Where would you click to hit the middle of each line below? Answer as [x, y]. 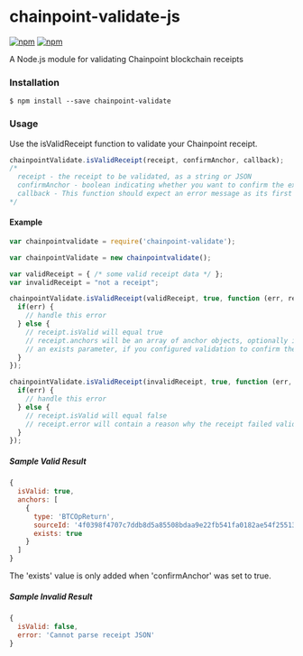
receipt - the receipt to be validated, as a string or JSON [135, 177]
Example [26, 222]
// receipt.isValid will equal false [96, 416]
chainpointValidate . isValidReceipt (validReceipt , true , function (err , [147, 299]
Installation [35, 82]
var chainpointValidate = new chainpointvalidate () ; [110, 258]
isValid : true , [46, 492]
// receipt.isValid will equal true [95, 332]
